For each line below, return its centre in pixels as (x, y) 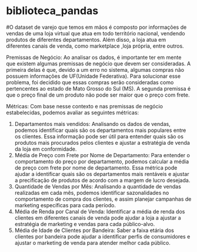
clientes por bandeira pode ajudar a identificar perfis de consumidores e (102, 236)
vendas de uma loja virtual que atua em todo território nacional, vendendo (96, 33)
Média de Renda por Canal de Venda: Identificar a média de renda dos (100, 211)
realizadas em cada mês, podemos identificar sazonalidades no (92, 193)
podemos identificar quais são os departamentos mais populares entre (100, 130)
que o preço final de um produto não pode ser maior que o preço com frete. (98, 95)
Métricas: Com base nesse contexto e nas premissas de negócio (85, 106)
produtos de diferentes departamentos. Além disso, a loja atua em (86, 39)
